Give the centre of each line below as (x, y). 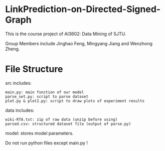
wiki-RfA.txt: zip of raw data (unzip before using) (61, 119)
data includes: (20, 110)
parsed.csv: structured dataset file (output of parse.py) (68, 124)
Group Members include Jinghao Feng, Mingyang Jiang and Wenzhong (79, 43)
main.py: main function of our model (45, 92)
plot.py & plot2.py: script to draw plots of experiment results (75, 101)
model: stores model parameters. (39, 133)
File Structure (34, 69)
